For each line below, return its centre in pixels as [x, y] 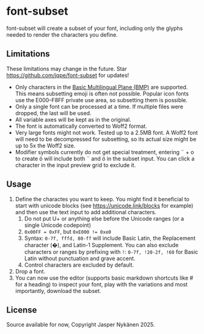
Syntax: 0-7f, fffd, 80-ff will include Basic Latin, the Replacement [110, 238]
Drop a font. [30, 271]
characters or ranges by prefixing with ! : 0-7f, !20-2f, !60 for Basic [111, 251]
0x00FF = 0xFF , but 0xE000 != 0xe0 [68, 231]
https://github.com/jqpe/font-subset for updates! [68, 75]
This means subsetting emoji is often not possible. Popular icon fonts [102, 94]
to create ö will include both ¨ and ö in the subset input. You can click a [105, 158]
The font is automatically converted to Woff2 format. [81, 126]
